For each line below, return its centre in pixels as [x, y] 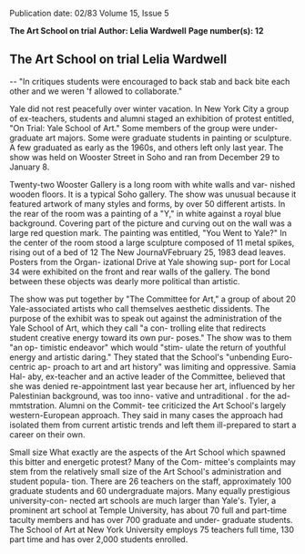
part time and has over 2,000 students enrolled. [99, 539]
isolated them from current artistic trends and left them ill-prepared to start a [153, 425]
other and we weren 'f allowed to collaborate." [96, 91]
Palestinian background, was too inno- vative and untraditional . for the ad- [150, 395]
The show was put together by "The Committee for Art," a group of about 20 [152, 299]
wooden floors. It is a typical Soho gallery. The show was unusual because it [153, 194]
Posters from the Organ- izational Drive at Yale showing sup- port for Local [150, 262]
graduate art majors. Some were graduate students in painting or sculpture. [151, 138]
